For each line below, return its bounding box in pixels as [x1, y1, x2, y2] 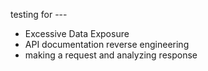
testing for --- [10, 9, 68, 20]
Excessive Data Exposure [24, 28, 130, 39]
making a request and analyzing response [24, 49, 198, 61]
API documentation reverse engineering [24, 39, 190, 50]
